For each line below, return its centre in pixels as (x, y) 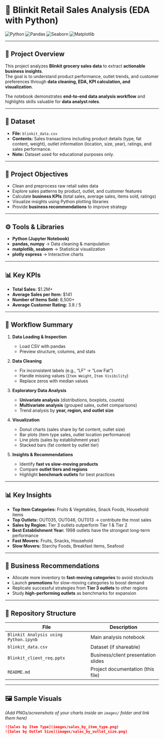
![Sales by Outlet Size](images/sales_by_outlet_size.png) (66, 731)
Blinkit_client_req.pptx (36, 658)
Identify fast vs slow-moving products (59, 464)
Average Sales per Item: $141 (42, 294)
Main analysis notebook (118, 637)
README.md (19, 672)
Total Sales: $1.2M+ (32, 289)
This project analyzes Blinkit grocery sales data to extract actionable (75, 66)
